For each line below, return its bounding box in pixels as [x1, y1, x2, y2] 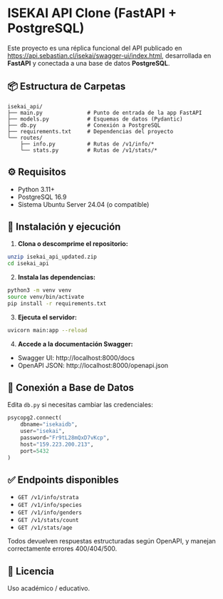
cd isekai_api [7, 260, 50, 267]
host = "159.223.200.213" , [20, 441, 94, 448]
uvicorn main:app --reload [7, 327, 88, 334]
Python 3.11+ [17, 185, 56, 193]
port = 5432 [20, 447, 50, 454]
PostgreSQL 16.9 [17, 193, 67, 201]
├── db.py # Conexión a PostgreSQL [7, 121, 161, 129]
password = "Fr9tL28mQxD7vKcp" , [20, 434, 110, 441]
